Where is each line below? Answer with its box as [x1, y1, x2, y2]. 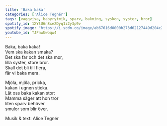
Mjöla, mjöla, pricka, [5, 80, 46, 85]
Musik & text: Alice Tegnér [5, 116, 59, 121]
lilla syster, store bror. [5, 60, 49, 65]
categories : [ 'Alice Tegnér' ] [5, 12, 68, 17]
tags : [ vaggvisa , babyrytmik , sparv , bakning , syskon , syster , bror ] [5, 16, 153, 21]
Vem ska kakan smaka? [5, 49, 53, 55]
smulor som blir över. [5, 106, 48, 112]
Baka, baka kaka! [5, 44, 40, 49]
